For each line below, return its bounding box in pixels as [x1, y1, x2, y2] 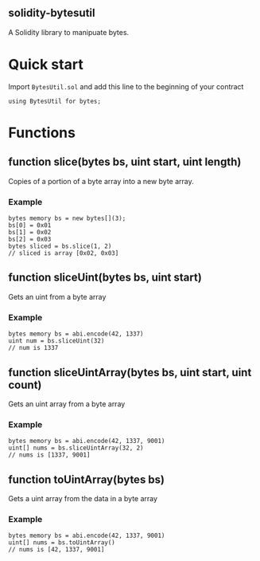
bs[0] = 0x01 [8, 222, 52, 229]
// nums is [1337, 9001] [8, 451, 91, 459]
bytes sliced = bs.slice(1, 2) [8, 242, 112, 250]
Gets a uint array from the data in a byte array [8, 494, 157, 504]
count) [8, 378, 42, 391]
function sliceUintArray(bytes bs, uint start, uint [8, 366, 252, 379]
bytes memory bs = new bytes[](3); [8, 214, 126, 222]
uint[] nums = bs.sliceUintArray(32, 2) [8, 444, 145, 453]
